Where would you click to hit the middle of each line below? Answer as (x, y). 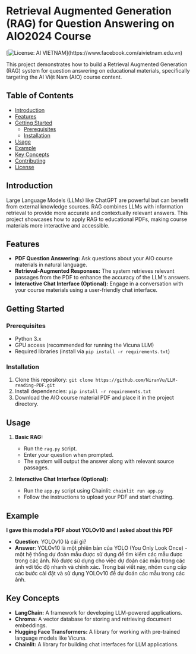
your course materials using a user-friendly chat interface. (86, 290)
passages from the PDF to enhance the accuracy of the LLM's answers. (102, 278)
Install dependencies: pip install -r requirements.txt (83, 391)
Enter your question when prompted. (69, 455)
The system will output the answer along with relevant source (99, 461)
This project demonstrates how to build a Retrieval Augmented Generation (97, 64)
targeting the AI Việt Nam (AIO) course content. (64, 77)
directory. (26, 404)
